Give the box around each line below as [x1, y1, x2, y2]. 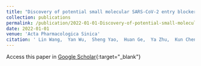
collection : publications [6, 14, 71, 20]
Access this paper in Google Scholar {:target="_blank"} [6, 53, 141, 60]
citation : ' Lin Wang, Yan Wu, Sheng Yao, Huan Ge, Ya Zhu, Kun [6, 37, 184, 43]
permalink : [6, 20, 33, 26]
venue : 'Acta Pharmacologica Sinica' [6, 31, 100, 37]
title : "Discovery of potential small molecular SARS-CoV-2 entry [6, 8, 175, 15]
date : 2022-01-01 [6, 25, 50, 32]
